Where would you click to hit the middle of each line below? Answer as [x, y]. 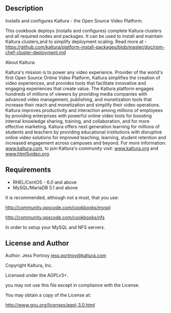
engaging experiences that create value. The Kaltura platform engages [80, 88]
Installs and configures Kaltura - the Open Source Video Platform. [74, 20]
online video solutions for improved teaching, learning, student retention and [86, 137]
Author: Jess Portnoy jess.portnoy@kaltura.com [56, 256]
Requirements [28, 170]
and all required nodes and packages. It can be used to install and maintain [84, 36]
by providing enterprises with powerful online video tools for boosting [79, 116]
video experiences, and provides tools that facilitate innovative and [76, 83]
